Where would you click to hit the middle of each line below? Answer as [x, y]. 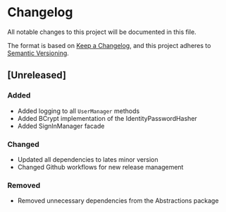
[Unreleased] [37, 75]
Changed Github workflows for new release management [100, 167]
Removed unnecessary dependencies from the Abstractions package [118, 201]
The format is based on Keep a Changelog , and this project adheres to [109, 45]
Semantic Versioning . [38, 53]
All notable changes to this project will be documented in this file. [102, 32]
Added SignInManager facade [61, 126]
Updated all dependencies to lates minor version [88, 159]
